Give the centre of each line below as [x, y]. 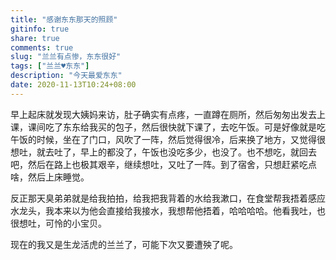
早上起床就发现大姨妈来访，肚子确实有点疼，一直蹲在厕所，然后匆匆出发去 [163, 114]
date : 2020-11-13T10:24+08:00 [73, 85]
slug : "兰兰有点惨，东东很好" [66, 57]
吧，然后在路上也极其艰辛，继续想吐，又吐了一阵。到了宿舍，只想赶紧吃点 [163, 164]
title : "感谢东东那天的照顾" [64, 19]
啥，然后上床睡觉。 [50, 177]
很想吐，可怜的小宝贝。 [58, 223]
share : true [35, 38]
